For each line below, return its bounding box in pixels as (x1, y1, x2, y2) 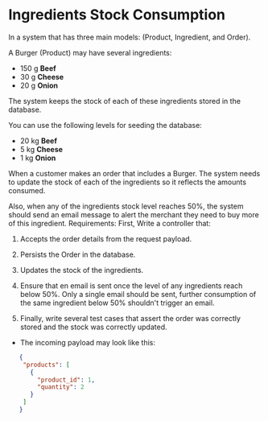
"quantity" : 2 (37, 383, 85, 391)
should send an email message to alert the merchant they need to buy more (8, 209, 259, 219)
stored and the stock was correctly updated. (19, 322, 167, 332)
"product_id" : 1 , (37, 376, 95, 384)
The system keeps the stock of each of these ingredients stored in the (8, 96, 241, 105)
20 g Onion (19, 80, 59, 90)
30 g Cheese (19, 72, 64, 81)
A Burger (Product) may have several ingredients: (8, 47, 172, 57)
